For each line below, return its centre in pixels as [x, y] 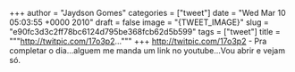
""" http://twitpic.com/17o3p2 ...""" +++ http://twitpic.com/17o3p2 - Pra [138, 41]
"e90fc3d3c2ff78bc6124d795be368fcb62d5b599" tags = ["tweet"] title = [145, 32]
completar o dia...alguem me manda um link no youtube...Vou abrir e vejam [147, 51]
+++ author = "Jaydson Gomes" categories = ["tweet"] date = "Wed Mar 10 [147, 13]
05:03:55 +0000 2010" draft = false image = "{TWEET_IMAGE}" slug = [139, 22]
